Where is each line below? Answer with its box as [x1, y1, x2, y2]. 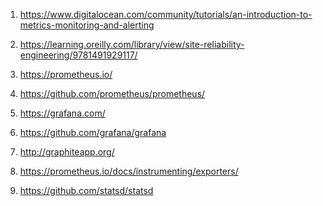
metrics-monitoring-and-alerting [19, 19, 155, 31]
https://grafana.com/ [19, 107, 106, 119]
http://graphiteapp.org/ [19, 146, 115, 158]
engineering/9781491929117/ [19, 49, 138, 61]
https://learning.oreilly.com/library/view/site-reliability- [19, 39, 245, 50]
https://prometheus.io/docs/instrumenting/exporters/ [19, 165, 239, 177]
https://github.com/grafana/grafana [19, 127, 167, 138]
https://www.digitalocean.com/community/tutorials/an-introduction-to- [19, 9, 313, 20]
